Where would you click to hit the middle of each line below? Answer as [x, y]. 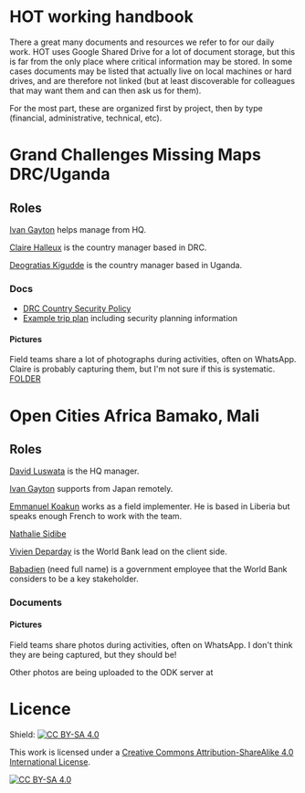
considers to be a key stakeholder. [74, 579]
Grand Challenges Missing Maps [136, 155]
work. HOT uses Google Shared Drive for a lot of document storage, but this [152, 51]
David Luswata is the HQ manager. [74, 471]
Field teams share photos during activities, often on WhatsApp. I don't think [151, 644]
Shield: [22, 734]
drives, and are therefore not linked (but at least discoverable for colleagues [152, 80]
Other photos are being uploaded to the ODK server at [111, 672]
